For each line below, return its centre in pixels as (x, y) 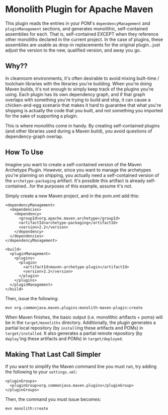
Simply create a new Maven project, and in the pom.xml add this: (72, 196)
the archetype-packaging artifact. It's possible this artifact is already (75, 180)
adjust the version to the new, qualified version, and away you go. (73, 50)
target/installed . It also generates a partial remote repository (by (74, 333)
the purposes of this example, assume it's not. (85, 186)
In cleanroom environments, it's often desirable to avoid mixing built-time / (82, 78)
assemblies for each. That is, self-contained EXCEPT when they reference (82, 34)
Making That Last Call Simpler (53, 354)
